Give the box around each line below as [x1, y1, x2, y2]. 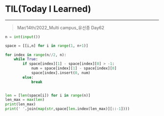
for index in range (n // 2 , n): [5, 52, 67, 57]
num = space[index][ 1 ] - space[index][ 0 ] [31, 66, 117, 71]
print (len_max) [5, 102, 36, 107]
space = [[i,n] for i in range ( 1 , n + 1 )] [5, 43, 89, 48]
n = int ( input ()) [5, 34, 41, 39]
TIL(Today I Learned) [5, 3, 91, 15]
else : [22, 75, 34, 80]
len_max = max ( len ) [5, 97, 45, 102]
